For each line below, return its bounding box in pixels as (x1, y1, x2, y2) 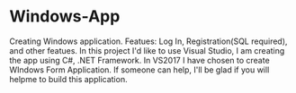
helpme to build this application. (9, 73, 128, 84)
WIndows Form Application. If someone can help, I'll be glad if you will (9, 64, 270, 75)
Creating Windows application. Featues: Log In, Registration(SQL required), (9, 36, 288, 46)
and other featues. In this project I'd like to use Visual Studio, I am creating (9, 45, 285, 55)
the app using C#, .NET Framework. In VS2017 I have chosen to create (9, 55, 270, 65)
